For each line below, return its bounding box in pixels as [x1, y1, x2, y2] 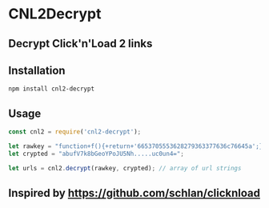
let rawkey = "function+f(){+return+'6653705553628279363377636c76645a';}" [8, 142, 267, 150]
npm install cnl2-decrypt [8, 85, 94, 93]
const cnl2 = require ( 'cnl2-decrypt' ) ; [8, 128, 142, 136]
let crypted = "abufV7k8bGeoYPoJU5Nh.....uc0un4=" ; [8, 150, 184, 158]
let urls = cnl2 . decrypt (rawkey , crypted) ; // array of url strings [8, 164, 242, 172]
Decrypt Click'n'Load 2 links [8, 37, 153, 50]
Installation [8, 63, 66, 77]
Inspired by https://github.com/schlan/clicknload [8, 186, 260, 200]
